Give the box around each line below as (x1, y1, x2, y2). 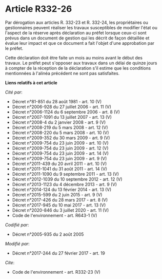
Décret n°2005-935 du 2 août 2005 (12, 231, 84, 237)
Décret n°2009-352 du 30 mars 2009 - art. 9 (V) (12, 135, 110, 141)
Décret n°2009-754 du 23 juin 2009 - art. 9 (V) (12, 155, 107, 161)
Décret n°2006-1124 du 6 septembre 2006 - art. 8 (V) (12, 109, 121, 115)
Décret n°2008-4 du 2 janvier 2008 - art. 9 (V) (12, 119, 106, 125)
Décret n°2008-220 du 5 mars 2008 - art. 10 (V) (12, 130, 109, 135)
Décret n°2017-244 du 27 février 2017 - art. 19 (12, 250, 105, 256)
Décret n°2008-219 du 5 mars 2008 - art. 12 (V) (12, 124, 108, 130)
